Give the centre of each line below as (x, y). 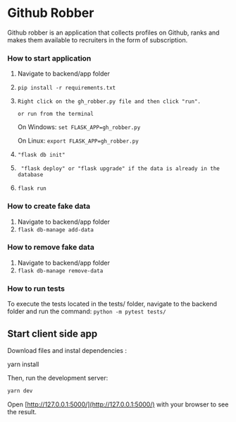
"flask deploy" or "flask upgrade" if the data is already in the (120, 169)
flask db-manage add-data (55, 230)
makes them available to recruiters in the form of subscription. (98, 40)
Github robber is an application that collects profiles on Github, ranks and (113, 32)
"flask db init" (41, 155)
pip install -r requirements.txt (67, 88)
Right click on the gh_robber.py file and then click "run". (109, 102)
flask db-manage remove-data (60, 271)
